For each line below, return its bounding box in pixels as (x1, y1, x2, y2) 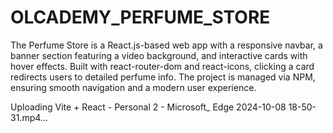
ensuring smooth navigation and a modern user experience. (10, 81, 257, 93)
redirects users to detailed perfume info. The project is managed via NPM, (10, 71, 316, 83)
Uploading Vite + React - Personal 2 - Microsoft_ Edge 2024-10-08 (10, 101, 287, 113)
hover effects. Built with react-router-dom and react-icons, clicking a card (10, 60, 315, 72)
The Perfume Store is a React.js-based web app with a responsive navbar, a (10, 39, 323, 51)
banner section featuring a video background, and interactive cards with (10, 49, 308, 61)
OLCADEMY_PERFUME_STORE (10, 6, 271, 29)
